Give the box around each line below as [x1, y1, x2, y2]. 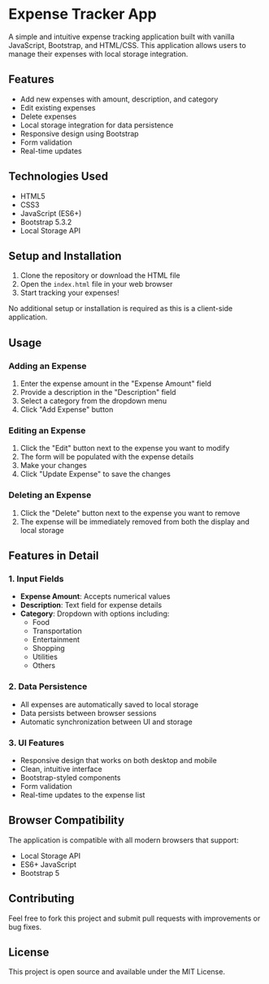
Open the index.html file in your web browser [20, 280, 173, 289]
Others [32, 661, 55, 670]
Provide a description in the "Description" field [20, 388, 176, 397]
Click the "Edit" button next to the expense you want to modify [20, 444, 230, 453]
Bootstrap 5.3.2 [20, 217, 72, 227]
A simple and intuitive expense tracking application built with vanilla [8, 32, 235, 41]
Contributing [8, 891, 75, 906]
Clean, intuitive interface [20, 764, 103, 774]
